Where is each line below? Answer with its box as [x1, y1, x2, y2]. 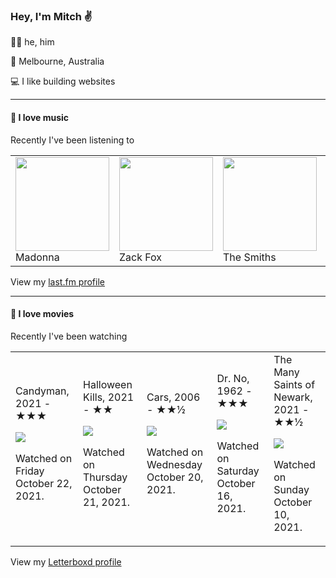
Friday [15, 464, 45, 478]
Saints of [273, 377, 316, 391]
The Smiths [223, 250, 277, 264]
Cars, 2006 [146, 390, 201, 404]
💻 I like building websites [10, 75, 116, 88]
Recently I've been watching [10, 330, 128, 342]
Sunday [273, 482, 310, 496]
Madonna [15, 250, 60, 264]
